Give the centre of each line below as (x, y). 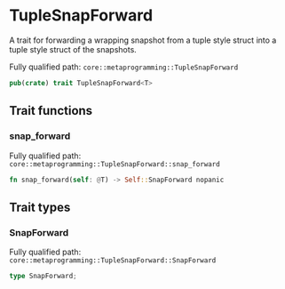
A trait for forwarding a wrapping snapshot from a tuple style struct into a (143, 40)
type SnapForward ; (43, 277)
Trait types (40, 207)
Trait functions (51, 111)
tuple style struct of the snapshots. (73, 49)
